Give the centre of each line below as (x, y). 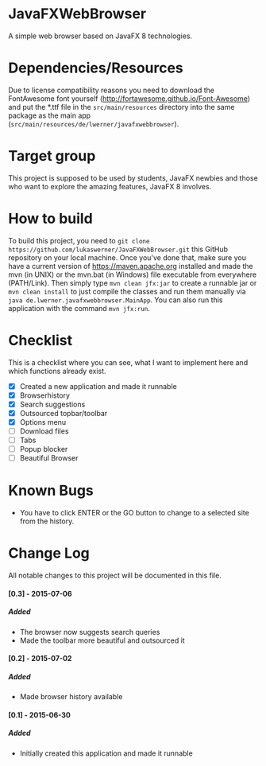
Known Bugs (51, 491)
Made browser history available (71, 697)
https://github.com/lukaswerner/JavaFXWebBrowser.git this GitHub (118, 249)
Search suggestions (52, 404)
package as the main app (50, 115)
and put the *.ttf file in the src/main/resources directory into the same (121, 107)
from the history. (47, 521)
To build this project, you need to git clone (79, 240)
